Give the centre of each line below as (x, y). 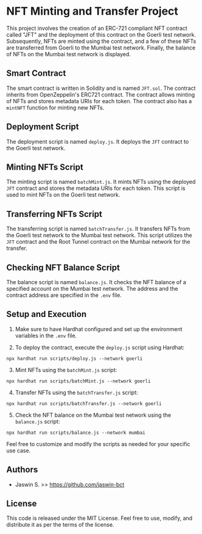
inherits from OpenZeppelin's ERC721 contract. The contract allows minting (101, 94)
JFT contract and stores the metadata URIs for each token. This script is (96, 188)
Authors (22, 470)
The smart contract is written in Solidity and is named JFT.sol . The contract (101, 88)
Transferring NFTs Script (54, 214)
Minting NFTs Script (45, 167)
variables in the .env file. (46, 335)
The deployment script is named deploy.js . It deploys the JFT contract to (98, 141)
